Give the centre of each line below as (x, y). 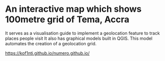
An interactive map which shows (73, 9)
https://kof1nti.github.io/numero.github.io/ (47, 53)
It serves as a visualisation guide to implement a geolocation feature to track (82, 33)
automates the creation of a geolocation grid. (51, 43)
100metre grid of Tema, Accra (67, 19)
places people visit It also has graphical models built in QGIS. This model (79, 38)
